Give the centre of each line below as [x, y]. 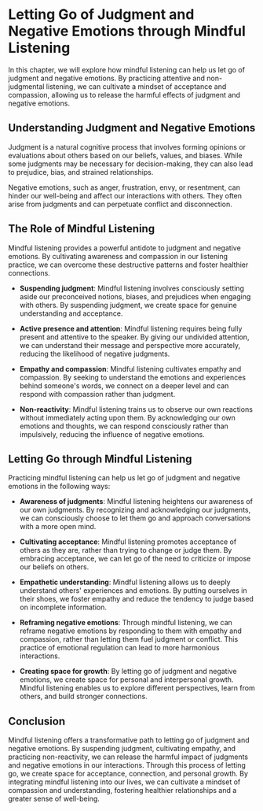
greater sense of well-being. [54, 799]
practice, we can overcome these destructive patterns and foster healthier [128, 265]
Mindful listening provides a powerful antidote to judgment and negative [124, 248]
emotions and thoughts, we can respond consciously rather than [124, 426]
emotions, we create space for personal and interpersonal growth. [126, 680]
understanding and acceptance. [71, 313]
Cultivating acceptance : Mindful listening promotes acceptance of [128, 542]
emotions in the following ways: [59, 487]
